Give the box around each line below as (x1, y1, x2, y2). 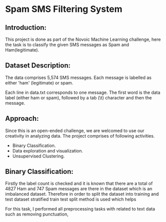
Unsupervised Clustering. (12, 153, 65, 159)
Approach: (5, 114, 39, 123)
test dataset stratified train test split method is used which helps (5, 196, 137, 202)
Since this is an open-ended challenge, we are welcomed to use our (5, 128, 145, 134)
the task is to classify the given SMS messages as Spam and (5, 42, 129, 48)
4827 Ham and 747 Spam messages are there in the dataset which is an (5, 186, 153, 192)
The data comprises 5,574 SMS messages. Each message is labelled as (5, 74, 152, 80)
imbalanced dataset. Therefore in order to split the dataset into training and (5, 191, 159, 197)
